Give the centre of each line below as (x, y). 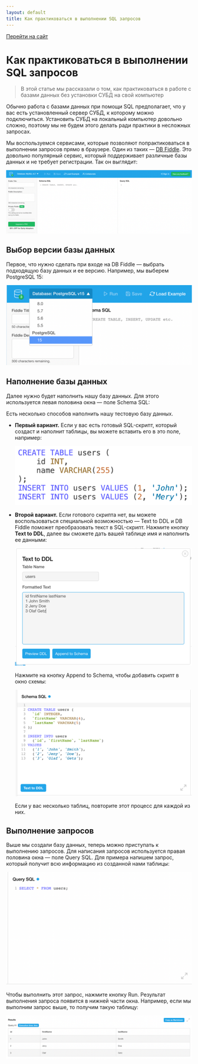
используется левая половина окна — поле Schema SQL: (78, 402)
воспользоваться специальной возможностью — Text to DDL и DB (98, 521)
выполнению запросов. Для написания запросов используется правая (96, 851)
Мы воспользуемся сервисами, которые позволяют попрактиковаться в (98, 143)
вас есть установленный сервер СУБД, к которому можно (80, 113)
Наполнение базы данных (57, 382)
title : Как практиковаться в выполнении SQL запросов (74, 19)
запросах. (19, 132)
